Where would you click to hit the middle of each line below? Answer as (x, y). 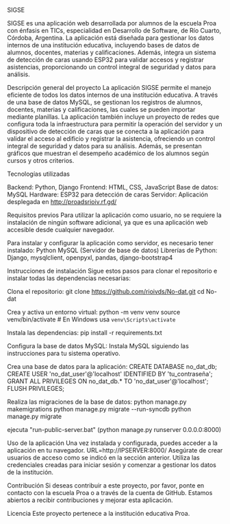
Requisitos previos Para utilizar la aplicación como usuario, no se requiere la (114, 215)
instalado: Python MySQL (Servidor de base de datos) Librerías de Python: (112, 250)
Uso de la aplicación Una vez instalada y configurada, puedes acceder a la (112, 443)
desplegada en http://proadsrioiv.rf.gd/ (62, 202)
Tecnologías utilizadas (39, 174)
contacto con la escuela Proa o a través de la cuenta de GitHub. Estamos (110, 493)
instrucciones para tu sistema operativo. (64, 353)
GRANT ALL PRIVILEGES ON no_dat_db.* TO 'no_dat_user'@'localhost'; (108, 381)
